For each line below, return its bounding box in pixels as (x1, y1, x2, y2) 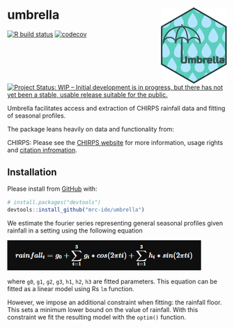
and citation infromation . (7, 146, 78, 155)
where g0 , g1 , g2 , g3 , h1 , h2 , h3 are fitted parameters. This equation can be (7, 277, 218, 286)
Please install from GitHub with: (7, 185, 97, 193)
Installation (7, 166, 57, 178)
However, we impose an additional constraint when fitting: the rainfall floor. (7, 298, 222, 306)
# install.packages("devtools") (7, 199, 101, 206)
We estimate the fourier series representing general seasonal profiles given (7, 219, 224, 227)
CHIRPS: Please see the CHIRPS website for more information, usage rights (7, 139, 224, 147)
